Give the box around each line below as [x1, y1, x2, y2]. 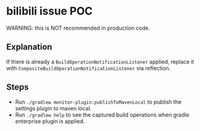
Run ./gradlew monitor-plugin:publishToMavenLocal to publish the [15, 98, 182, 106]
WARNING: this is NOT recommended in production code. [6, 24, 150, 32]
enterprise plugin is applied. [15, 117, 85, 125]
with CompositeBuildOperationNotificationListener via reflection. [6, 64, 171, 72]
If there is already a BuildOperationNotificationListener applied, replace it [6, 58, 195, 65]
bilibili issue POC [6, 4, 93, 18]
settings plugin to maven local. [15, 104, 92, 112]
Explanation [6, 42, 53, 52]
